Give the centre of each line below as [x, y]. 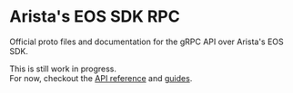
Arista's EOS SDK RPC [95, 17]
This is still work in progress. [63, 69]
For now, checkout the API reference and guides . [101, 78]
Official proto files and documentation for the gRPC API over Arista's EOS [146, 42]
